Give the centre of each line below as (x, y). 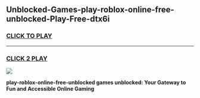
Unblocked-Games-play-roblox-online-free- (90, 10)
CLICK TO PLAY (29, 36)
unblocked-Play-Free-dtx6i (58, 19)
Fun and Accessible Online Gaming (50, 88)
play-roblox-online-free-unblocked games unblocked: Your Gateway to (96, 82)
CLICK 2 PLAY (27, 58)
